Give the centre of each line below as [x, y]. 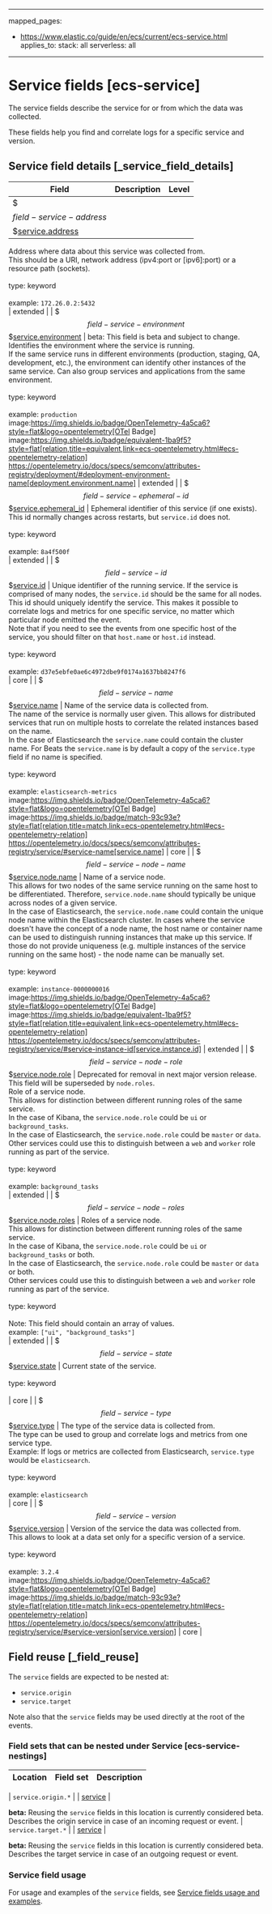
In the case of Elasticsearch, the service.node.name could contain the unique [136, 911]
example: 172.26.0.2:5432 [52, 303]
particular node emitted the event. [65, 620]
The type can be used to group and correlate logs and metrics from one [128, 1434]
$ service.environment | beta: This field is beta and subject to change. [124, 336]
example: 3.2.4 [34, 1571]
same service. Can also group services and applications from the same [127, 371]
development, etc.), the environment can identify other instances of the [127, 362]
